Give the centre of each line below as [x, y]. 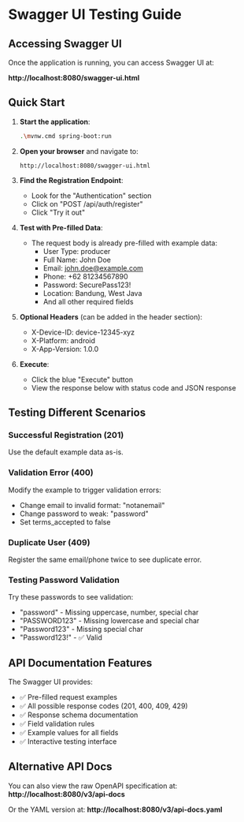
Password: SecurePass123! [87, 285]
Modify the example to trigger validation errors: [85, 490]
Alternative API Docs [60, 767]
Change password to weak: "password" [84, 514]
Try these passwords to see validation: [71, 597]
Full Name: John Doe [77, 260]
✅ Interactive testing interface [68, 742]
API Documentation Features [80, 663]
